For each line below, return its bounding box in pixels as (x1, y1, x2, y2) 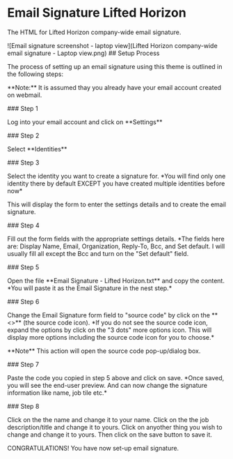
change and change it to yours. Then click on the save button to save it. (7, 430, 212, 439)
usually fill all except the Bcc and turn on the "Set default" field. (7, 249, 189, 257)
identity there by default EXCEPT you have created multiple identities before (7, 179, 225, 188)
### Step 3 (7, 158, 40, 167)
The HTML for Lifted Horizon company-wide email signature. (7, 28, 182, 36)
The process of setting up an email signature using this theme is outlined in (7, 62, 223, 70)
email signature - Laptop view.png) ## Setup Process (7, 49, 160, 57)
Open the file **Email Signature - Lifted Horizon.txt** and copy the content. (7, 276, 225, 285)
